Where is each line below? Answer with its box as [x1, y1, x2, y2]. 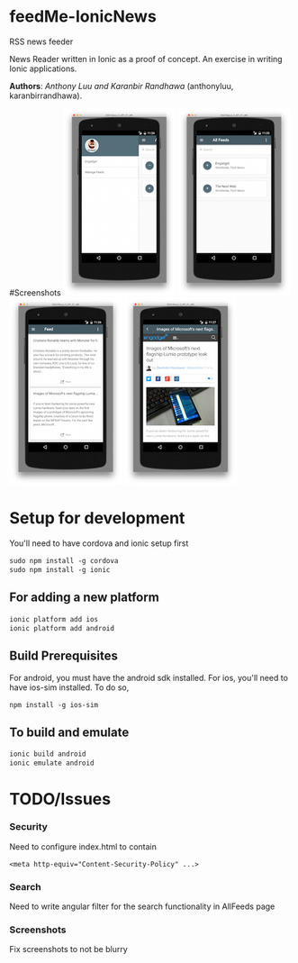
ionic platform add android [9, 623, 115, 632]
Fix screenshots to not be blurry [9, 944, 128, 955]
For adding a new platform [9, 590, 159, 605]
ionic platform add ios [9, 614, 99, 623]
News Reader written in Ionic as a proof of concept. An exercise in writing [9, 53, 283, 64]
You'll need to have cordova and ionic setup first [9, 538, 189, 549]
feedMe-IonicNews [9, 6, 158, 27]
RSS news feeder [9, 36, 74, 47]
